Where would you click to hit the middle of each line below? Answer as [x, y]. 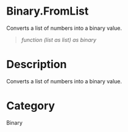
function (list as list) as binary [59, 40]
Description [37, 64]
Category [31, 106]
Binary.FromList [48, 11]
